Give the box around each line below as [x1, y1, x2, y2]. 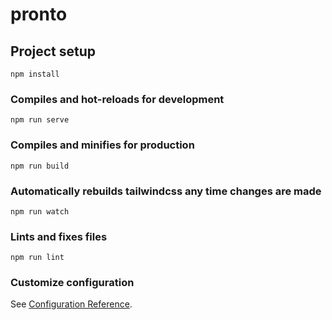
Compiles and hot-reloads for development [10, 92, 225, 106]
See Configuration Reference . [10, 298, 133, 310]
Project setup [10, 43, 97, 60]
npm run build [10, 161, 70, 171]
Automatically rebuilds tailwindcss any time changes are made [10, 184, 322, 198]
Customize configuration [10, 276, 135, 290]
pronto [10, 3, 68, 26]
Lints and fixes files [10, 229, 108, 243]
